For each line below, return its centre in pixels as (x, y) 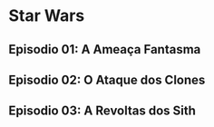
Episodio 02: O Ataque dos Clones (107, 79)
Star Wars (47, 16)
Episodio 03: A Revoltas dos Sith (102, 111)
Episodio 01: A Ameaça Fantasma (105, 49)
